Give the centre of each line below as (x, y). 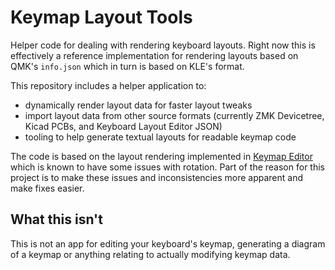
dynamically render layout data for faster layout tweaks (138, 105)
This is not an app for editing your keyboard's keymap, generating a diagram (168, 243)
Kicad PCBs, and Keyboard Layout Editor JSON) (123, 126)
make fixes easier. (47, 188)
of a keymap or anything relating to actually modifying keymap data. (150, 254)
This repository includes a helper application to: (108, 85)
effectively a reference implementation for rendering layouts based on (154, 55)
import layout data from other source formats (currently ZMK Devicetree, (174, 115)
